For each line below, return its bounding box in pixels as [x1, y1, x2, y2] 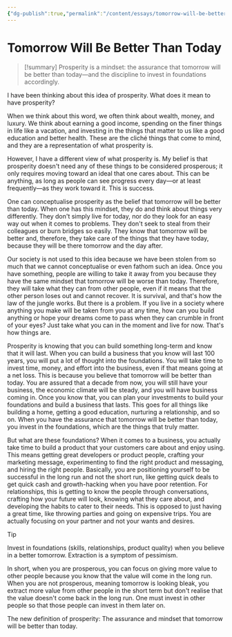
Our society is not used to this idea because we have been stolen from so [7, 255, 216, 263]
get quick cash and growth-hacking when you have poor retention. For [7, 480, 209, 488]
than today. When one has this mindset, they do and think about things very [7, 205, 222, 213]
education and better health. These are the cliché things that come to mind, [7, 133, 222, 142]
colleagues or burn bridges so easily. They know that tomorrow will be [7, 226, 207, 235]
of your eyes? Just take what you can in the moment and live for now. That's [7, 321, 224, 329]
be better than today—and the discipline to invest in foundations [23, 70, 207, 78]
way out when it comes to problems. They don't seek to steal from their [7, 219, 211, 228]
